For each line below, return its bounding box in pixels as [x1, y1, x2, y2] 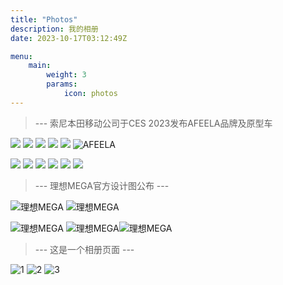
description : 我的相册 [10, 24, 99, 34]
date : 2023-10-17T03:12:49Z [10, 33, 128, 43]
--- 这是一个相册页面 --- [34, 243, 135, 255]
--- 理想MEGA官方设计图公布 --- [34, 179, 170, 191]
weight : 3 [46, 70, 87, 80]
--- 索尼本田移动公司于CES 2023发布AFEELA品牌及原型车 [34, 117, 273, 129]
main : [28, 61, 52, 71]
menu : [10, 51, 33, 61]
